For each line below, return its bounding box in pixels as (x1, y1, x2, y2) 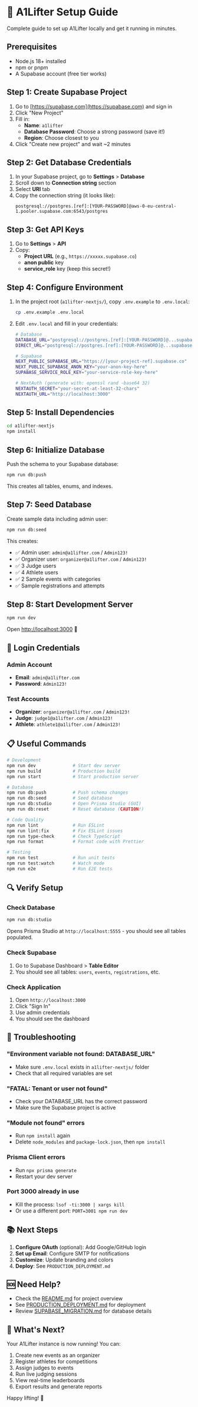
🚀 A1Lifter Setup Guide (6, 5, 118, 19)
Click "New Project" (15, 109, 64, 116)
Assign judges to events (15, 1365, 74, 1372)
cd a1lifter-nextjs (6, 423, 55, 429)
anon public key (24, 259, 64, 266)
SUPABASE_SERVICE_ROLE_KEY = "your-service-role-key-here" (15, 370, 159, 376)
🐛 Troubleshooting (6, 1032, 76, 1043)
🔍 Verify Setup (6, 883, 64, 893)
